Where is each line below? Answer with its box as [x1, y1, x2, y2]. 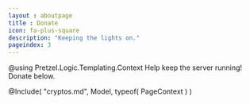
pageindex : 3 [8, 41, 52, 49]
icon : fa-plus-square [8, 26, 80, 34]
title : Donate [8, 19, 59, 27]
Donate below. [8, 71, 56, 81]
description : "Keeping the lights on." [8, 33, 140, 42]
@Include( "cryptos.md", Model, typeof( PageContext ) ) [8, 87, 193, 96]
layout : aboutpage [8, 11, 73, 20]
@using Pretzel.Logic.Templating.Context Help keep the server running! [8, 63, 243, 72]
